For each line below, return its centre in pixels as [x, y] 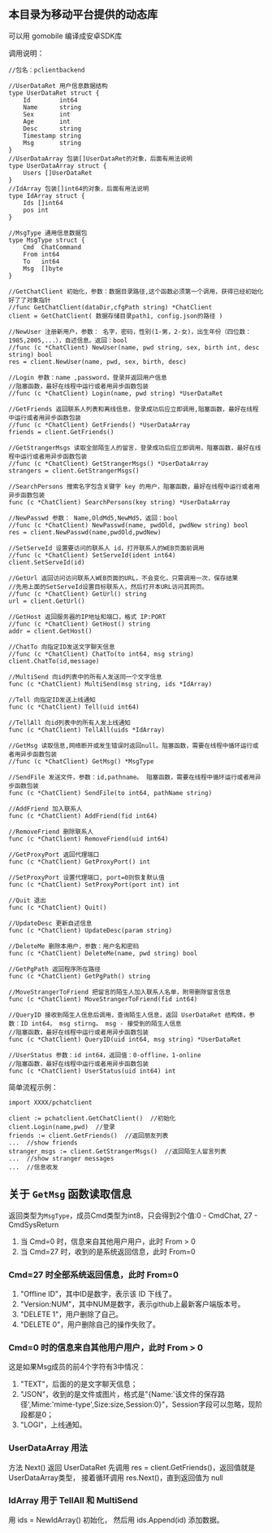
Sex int [47, 114]
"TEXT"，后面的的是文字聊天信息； [79, 1384]
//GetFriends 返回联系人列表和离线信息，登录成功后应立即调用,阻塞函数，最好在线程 [134, 409]
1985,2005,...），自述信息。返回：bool [68, 340]
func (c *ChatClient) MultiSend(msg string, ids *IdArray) [110, 684]
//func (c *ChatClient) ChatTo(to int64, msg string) [101, 654]
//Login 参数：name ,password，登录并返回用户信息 [88, 377]
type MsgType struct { [47, 240]
